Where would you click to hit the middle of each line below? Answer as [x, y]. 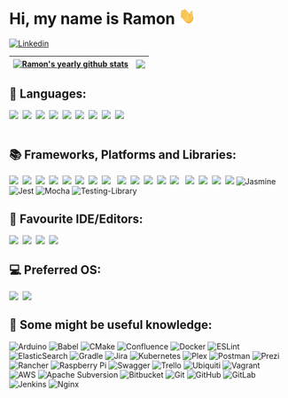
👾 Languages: [48, 94]
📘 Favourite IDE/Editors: [76, 219]
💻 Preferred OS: [55, 270]
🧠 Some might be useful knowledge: [111, 325]
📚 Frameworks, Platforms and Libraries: [123, 155]
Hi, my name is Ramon [92, 19]
